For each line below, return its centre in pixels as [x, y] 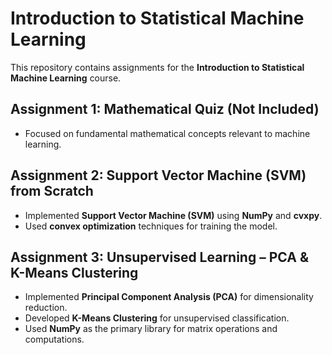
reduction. [46, 308]
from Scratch [52, 191]
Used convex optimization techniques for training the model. [151, 226]
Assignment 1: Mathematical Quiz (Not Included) [165, 109]
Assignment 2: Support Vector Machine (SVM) [158, 175]
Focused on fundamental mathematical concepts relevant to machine [167, 133]
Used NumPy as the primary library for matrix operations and [151, 329]
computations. [54, 339]
